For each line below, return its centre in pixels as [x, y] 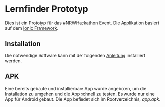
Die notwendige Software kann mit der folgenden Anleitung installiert [75, 55]
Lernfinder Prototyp [47, 9]
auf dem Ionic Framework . [32, 28]
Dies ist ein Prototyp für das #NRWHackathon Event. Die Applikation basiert [82, 23]
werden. [14, 61]
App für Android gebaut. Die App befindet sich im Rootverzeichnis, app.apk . [83, 99]
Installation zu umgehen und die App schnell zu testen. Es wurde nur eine [80, 94]
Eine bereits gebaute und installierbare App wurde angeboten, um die [76, 88]
